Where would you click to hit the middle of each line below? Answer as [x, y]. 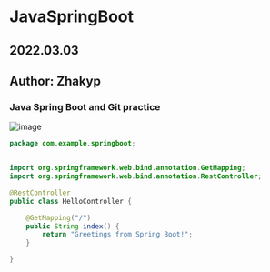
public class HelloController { [70, 201]
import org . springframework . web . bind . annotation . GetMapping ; [128, 168]
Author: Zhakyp [55, 81]
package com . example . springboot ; [73, 144]
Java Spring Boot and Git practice [85, 106]
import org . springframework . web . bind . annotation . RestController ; [135, 176]
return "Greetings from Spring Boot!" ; [118, 235]
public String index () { [73, 226]
